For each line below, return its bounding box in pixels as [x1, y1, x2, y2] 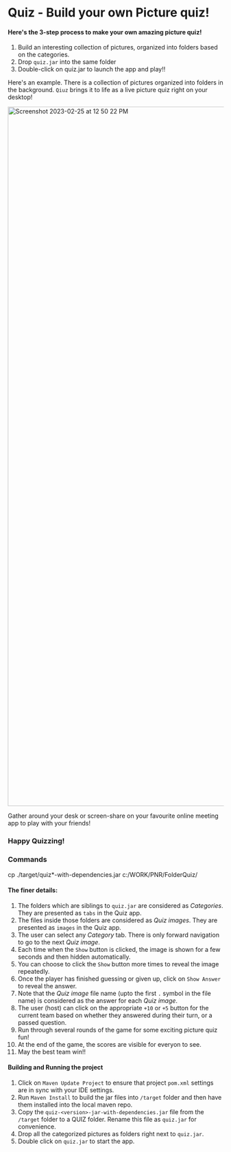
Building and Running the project [8, 1063, 104, 1072]
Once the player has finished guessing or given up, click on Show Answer [17, 975, 221, 983]
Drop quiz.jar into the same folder [17, 58, 117, 66]
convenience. [17, 1122, 57, 1131]
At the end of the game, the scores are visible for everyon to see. [17, 1040, 202, 1048]
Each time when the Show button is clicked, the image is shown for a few [17, 945, 221, 953]
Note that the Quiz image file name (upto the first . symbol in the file [17, 989, 211, 997]
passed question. [17, 1018, 67, 1026]
